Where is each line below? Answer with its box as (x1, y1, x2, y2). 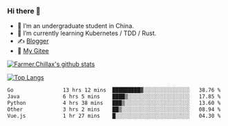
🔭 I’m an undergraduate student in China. (17, 22, 135, 30)
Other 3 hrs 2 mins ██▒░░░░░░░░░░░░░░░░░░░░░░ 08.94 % (7, 106, 221, 113)
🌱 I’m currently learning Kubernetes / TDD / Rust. (17, 29, 157, 37)
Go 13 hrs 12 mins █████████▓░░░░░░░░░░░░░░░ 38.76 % (7, 87, 221, 94)
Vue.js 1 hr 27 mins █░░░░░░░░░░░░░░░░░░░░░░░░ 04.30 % (7, 112, 221, 119)
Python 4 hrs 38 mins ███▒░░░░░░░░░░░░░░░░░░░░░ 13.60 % (7, 100, 221, 107)
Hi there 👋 (7, 6, 41, 16)
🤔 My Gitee (17, 47, 50, 55)
